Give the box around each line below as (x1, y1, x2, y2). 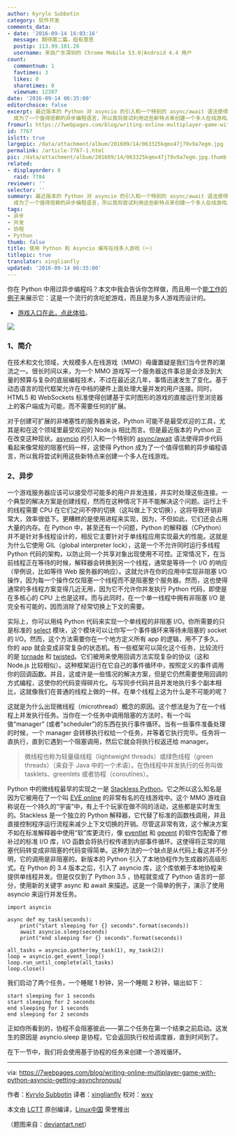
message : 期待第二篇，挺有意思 (13, 36, 94, 43)
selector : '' (7, 187, 45, 194)
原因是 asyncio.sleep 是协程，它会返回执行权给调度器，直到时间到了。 (19, 1033, 222, 1042)
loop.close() (7, 965, 45, 972)
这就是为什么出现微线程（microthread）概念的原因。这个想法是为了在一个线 (7, 702, 226, 711)
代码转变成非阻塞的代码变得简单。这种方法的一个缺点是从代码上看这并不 (13, 846, 222, 854)
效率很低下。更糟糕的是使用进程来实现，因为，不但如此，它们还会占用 (25, 515, 228, 523)
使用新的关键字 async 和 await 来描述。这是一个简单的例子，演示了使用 (19, 881, 225, 889)
